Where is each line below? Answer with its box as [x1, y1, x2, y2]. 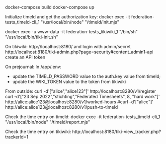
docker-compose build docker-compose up [5, 4, 94, 10]
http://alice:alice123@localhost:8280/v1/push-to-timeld [5, 104, 118, 110]
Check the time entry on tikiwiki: [5, 129, 71, 135]
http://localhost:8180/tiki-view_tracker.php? [72, 129, 162, 135]
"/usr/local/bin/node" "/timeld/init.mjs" [40, 19, 119, 25]
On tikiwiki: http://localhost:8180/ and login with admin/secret [5, 44, 131, 49]
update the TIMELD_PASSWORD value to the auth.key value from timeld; [12, 73, 161, 79]
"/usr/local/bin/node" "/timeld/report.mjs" [5, 119, 90, 125]
